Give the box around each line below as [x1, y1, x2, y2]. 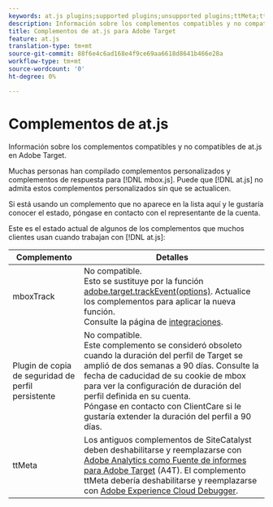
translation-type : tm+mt [8, 42, 93, 50]
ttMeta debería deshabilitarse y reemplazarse [84, 474, 258, 486]
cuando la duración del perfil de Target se [84, 349, 244, 361]
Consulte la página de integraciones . [84, 316, 223, 327]
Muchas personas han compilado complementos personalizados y [8, 166, 231, 176]
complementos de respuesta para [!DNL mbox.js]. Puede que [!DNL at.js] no [8, 174, 264, 184]
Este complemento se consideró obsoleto [84, 339, 242, 351]
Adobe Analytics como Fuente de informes [84, 454, 247, 465]
